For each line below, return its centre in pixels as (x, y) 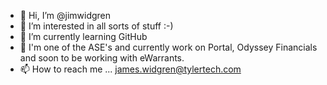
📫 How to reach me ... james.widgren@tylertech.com (130, 69)
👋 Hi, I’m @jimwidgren (65, 15)
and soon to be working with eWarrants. (102, 58)
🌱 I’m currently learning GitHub (83, 36)
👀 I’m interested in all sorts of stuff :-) (96, 26)
